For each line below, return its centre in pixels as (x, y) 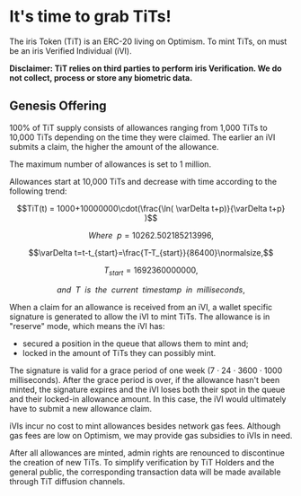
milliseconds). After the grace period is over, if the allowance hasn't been (145, 379)
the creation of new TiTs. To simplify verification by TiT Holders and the (142, 462)
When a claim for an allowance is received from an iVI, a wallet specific (141, 307)
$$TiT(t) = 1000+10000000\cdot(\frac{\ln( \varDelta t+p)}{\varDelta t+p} (151, 208)
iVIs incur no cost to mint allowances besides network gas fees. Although (145, 426)
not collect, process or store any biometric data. (101, 77)
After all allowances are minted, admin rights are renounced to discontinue (147, 452)
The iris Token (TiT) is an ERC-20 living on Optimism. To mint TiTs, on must (148, 41)
